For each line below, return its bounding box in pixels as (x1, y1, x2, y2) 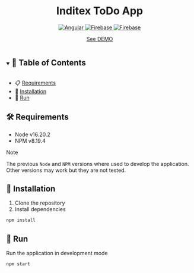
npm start (6, 261, 31, 267)
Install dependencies (14, 206, 66, 213)
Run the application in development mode (6, 250, 108, 257)
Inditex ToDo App (56, 4, 144, 18)
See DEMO (86, 35, 113, 42)
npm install (6, 217, 36, 224)
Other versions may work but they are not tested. (6, 167, 126, 174)
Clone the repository (14, 199, 65, 206)
